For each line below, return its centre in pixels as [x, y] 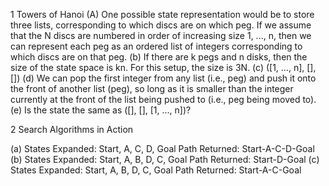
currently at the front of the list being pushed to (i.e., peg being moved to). [163, 99]
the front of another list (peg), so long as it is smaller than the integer [152, 88]
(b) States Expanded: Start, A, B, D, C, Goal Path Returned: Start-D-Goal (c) [165, 159]
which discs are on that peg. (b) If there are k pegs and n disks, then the [159, 57]
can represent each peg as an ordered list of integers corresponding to [156, 46]
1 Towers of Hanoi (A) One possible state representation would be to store [162, 14]
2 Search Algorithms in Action [72, 129]
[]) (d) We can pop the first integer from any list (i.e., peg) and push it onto [163, 78]
